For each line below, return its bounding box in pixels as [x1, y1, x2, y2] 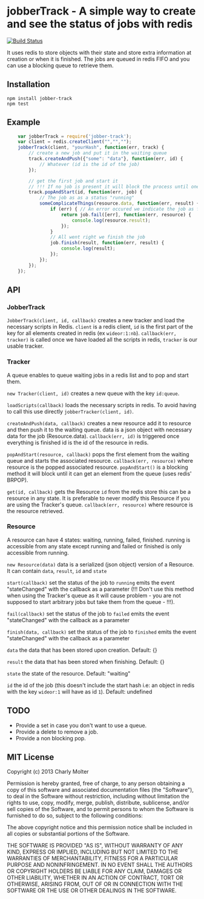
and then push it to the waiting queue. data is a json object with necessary [7, 426, 192, 433]
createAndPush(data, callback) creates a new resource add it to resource [7, 419, 191, 426]
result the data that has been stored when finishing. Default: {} [7, 658, 165, 665]
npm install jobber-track [7, 95, 72, 101]
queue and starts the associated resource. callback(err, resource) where [7, 457, 193, 464]
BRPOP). [7, 476, 28, 483]
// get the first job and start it [28, 177, 119, 184]
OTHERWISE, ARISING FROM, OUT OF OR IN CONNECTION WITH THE [7, 880, 183, 888]
